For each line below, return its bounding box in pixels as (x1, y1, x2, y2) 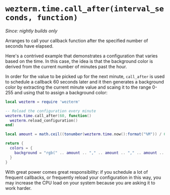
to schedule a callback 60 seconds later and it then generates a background (5, 79, 164, 85)
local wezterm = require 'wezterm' (5, 99, 80, 104)
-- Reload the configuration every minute (5, 108, 96, 113)
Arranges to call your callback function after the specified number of (5, 37, 148, 44)
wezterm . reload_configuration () (10, 118, 78, 123)
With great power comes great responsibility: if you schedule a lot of (5, 169, 148, 175)
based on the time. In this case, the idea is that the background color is (5, 58, 153, 64)
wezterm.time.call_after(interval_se (5, 4, 164, 14)
